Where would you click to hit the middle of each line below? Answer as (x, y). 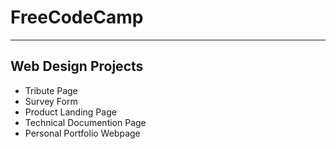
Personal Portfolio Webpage (82, 133)
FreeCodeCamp (77, 17)
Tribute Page (51, 90)
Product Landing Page (70, 112)
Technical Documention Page (85, 122)
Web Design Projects (77, 66)
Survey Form (51, 101)
